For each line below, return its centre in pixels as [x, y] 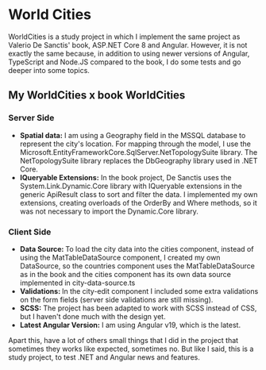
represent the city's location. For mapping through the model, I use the [135, 144]
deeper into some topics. [49, 70]
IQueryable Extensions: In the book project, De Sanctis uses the [125, 177]
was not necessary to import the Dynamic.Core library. [109, 211]
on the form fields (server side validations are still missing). [116, 299]
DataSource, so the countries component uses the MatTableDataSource [137, 266]
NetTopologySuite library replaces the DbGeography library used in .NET [139, 160]
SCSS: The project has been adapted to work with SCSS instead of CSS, [138, 308]
